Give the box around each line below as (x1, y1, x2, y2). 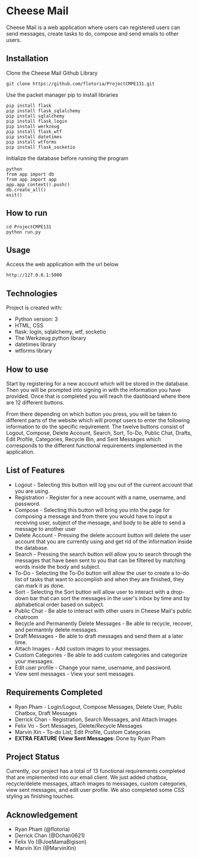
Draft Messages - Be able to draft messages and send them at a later (14, 632, 184, 639)
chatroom (14, 613, 38, 620)
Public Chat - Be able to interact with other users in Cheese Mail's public (14, 607, 192, 614)
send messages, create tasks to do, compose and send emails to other (6, 30, 179, 37)
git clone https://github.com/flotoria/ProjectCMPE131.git (6, 81, 155, 87)
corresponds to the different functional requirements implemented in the (6, 442, 182, 449)
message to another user (14, 525, 76, 532)
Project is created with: (6, 304, 63, 311)
